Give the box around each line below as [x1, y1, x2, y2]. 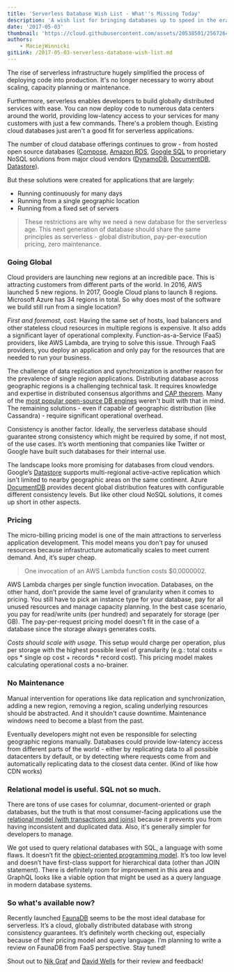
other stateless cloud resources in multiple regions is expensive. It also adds [7, 324, 226, 332]
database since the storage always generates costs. [7, 625, 157, 633]
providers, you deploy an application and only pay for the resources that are [7, 346, 225, 355]
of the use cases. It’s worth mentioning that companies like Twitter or [7, 440, 205, 448]
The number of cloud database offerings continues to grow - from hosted [7, 140, 218, 148]
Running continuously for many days [17, 189, 123, 198]
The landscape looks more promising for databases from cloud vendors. [7, 461, 214, 469]
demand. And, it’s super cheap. [7, 553, 97, 562]
